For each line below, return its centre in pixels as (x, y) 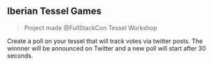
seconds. (20, 55)
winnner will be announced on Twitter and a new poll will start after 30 (106, 48)
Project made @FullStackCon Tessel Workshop (91, 27)
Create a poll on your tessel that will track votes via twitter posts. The (105, 41)
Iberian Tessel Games (54, 11)
